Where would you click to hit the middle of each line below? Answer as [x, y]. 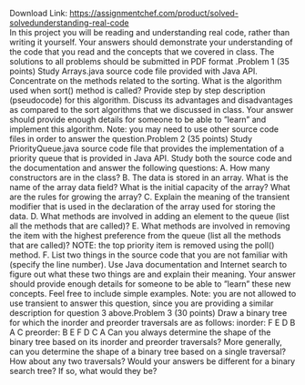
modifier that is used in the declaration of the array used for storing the [142, 207]
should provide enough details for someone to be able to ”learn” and [138, 119]
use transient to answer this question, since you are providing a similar [142, 303]
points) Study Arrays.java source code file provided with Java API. [133, 71]
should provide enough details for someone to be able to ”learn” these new [150, 284]
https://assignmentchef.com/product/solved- [154, 13]
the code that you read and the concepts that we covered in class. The [142, 52]
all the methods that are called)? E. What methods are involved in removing [150, 226]
